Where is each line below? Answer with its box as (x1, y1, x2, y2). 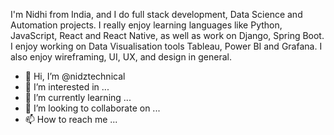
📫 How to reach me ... (24, 114, 118, 125)
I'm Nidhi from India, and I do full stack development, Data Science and (10, 9, 303, 20)
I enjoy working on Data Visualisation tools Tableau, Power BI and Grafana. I (10, 40, 323, 52)
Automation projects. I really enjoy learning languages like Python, (10, 19, 283, 31)
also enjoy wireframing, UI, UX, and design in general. (10, 51, 232, 63)
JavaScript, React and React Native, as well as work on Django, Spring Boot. (10, 30, 325, 41)
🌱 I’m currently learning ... (24, 92, 132, 103)
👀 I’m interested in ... (24, 81, 110, 93)
